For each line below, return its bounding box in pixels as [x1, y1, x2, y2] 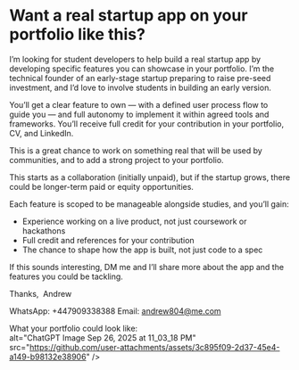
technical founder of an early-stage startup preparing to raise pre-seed [9, 72, 271, 83]
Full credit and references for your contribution [21, 234, 195, 245]
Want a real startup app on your [9, 5, 248, 26]
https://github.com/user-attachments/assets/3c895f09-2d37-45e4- [29, 341, 280, 352]
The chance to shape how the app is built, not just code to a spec [21, 244, 263, 255]
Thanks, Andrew [9, 288, 72, 299]
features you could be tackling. [9, 271, 123, 282]
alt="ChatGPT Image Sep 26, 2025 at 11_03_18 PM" [9, 332, 196, 343]
